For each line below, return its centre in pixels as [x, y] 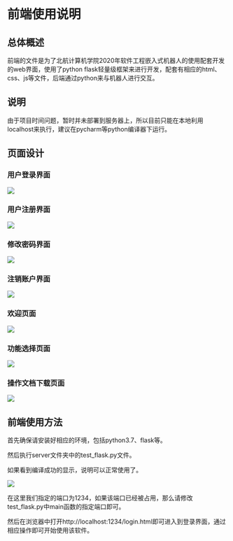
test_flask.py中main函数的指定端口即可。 [66, 507]
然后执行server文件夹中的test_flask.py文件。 [71, 455]
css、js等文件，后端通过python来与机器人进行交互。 [83, 78]
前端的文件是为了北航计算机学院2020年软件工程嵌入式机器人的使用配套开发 [116, 61]
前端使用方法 [35, 422]
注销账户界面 [29, 279]
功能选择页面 [29, 349]
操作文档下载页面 [36, 383]
